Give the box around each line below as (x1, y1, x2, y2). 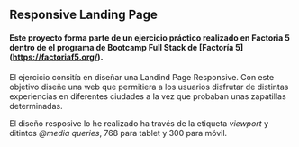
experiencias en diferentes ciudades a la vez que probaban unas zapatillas (9, 90, 286, 102)
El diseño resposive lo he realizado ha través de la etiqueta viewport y (9, 117, 269, 129)
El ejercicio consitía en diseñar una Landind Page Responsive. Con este (9, 71, 275, 82)
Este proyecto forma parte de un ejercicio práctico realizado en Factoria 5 (9, 32, 290, 43)
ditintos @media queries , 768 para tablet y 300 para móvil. (9, 127, 228, 138)
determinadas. (9, 100, 63, 111)
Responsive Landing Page (9, 7, 158, 23)
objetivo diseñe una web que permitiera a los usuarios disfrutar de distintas (9, 81, 289, 92)
